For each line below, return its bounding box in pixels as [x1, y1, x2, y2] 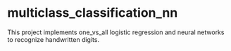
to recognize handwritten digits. [7, 35, 100, 43]
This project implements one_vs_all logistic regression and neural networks [7, 28, 225, 36]
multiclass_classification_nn [7, 5, 178, 21]
